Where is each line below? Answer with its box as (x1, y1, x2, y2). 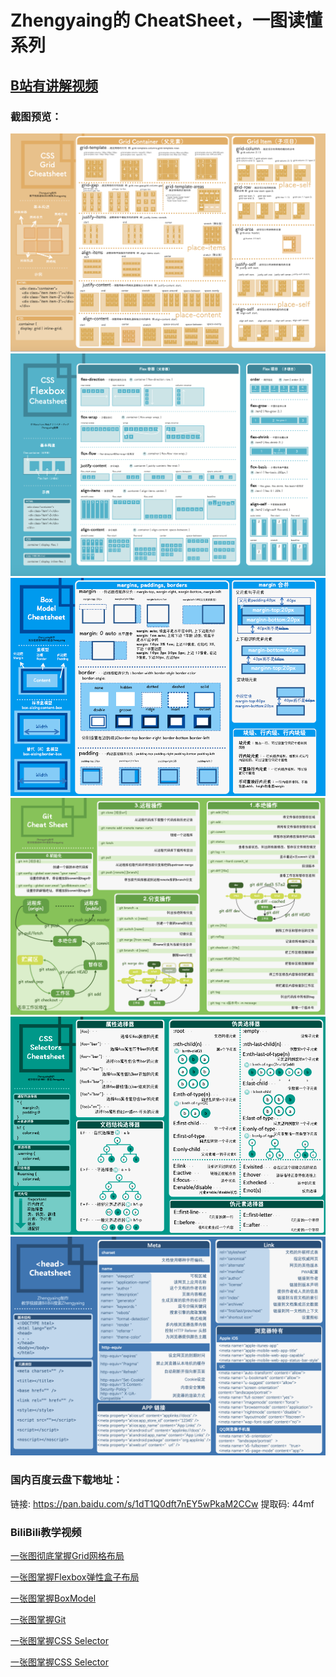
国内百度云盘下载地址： (10, 1473, 123, 1487)
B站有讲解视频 (10, 77, 98, 94)
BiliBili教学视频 (10, 1525, 82, 1539)
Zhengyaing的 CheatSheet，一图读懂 (10, 9, 323, 32)
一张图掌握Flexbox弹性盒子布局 (10, 1571, 140, 1583)
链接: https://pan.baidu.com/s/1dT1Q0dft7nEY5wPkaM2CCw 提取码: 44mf (10, 1497, 315, 1510)
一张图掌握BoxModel (10, 1592, 97, 1604)
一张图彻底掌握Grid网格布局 (10, 1549, 125, 1561)
